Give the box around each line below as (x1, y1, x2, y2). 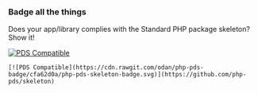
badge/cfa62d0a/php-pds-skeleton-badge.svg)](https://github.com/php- (8, 71, 247, 79)
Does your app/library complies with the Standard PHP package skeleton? (8, 25, 250, 34)
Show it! (8, 33, 35, 42)
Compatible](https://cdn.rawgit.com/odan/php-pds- (33, 64, 204, 72)
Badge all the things (8, 6, 87, 17)
